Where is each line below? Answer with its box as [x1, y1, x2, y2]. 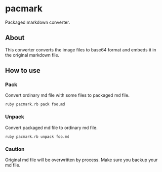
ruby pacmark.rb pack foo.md [5, 102, 65, 107]
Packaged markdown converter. [5, 19, 70, 25]
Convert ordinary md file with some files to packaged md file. [5, 92, 130, 98]
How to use [5, 66, 40, 75]
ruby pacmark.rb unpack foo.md [5, 134, 70, 139]
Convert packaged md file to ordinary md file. [5, 125, 98, 130]
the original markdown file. [5, 52, 60, 58]
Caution [5, 145, 25, 152]
